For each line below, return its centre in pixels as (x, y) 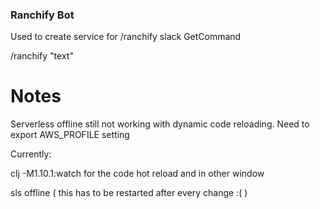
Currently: (31, 154)
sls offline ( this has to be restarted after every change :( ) (129, 193)
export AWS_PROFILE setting (70, 135)
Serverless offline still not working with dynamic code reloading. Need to (160, 124)
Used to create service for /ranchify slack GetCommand (126, 37)
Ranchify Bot (42, 15)
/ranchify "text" (42, 56)
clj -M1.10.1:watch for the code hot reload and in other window (137, 174)
